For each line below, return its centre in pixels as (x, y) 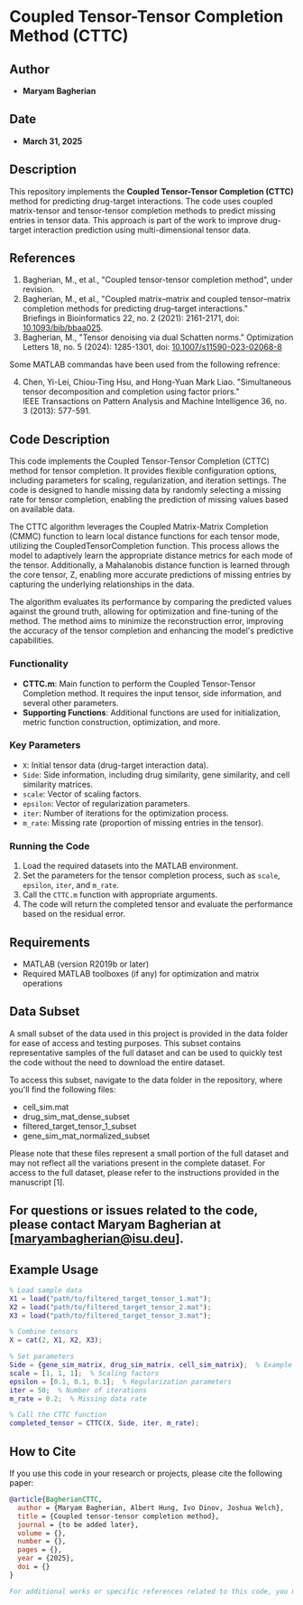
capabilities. (32, 640)
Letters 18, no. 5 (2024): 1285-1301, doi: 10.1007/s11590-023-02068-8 (152, 347)
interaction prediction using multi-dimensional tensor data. (142, 230)
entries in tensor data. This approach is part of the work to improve (134, 220)
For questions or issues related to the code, (134, 1210)
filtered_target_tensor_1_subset (79, 1126)
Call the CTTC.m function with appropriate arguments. (120, 895)
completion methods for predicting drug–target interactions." (135, 308)
